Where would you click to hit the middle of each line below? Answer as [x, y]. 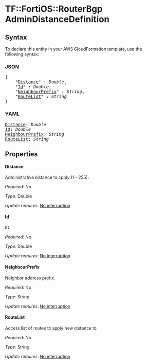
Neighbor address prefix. [30, 278]
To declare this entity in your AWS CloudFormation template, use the [73, 49]
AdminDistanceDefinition [57, 19]
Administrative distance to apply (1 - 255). [47, 177]
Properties [21, 154]
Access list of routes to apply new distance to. [52, 328]
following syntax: [22, 54]
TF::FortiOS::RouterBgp [54, 9]
